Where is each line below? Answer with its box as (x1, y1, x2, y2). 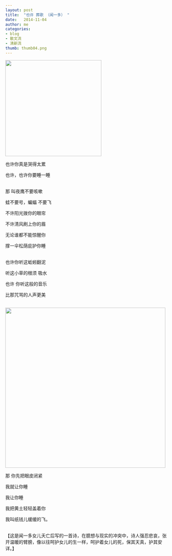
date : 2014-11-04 (5, 17, 47, 22)
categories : (5, 27, 31, 32)
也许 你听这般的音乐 (5, 280, 47, 287)
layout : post (5, 7, 33, 13)
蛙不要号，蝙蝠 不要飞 (5, 199, 52, 205)
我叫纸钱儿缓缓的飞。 (5, 516, 50, 522)
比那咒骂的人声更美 (5, 292, 46, 298)
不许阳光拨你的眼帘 (5, 210, 46, 216)
